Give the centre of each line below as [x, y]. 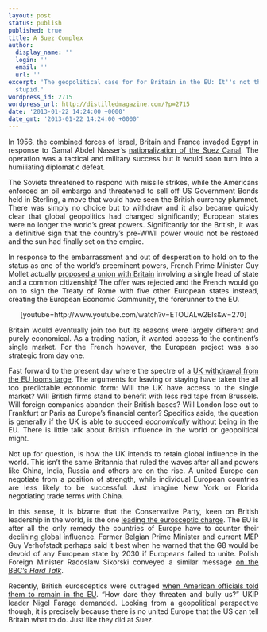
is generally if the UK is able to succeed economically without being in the [133, 421]
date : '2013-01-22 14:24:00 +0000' [67, 112]
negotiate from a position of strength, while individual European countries [133, 479]
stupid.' [30, 89]
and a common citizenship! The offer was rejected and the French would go [133, 282]
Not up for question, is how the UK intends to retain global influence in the [133, 453]
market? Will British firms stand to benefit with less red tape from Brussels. [133, 396]
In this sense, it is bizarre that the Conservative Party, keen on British [133, 511]
